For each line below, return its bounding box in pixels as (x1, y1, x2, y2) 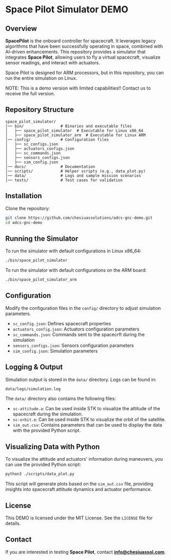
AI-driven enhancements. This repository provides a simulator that (5, 49, 146, 55)
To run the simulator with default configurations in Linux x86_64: (5, 248, 142, 254)
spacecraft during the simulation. (12, 411, 83, 417)
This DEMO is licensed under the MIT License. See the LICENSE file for (5, 515, 153, 521)
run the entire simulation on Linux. (5, 75, 78, 81)
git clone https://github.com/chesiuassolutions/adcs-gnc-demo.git (5, 215, 153, 220)
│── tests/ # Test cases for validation (5, 178, 123, 183)
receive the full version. (5, 91, 55, 96)
